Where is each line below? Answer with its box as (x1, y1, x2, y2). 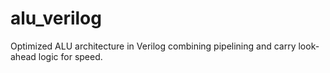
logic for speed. (38, 50, 103, 62)
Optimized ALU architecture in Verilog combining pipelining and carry (10, 40, 297, 52)
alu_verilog (10, 7, 102, 30)
